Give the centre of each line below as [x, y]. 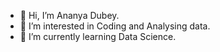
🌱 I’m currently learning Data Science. [98, 36]
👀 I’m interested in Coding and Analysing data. [115, 26]
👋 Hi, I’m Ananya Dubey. [69, 15]
